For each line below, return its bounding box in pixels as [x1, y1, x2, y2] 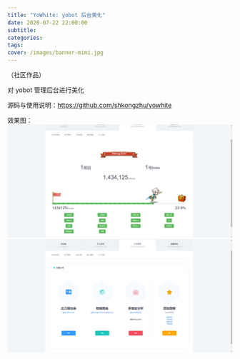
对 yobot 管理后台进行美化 [7, 86, 84, 94]
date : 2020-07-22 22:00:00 [7, 19, 88, 26]
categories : [7, 34, 43, 41]
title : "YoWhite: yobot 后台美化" [7, 11, 106, 19]
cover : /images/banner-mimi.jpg [7, 49, 104, 56]
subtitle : [7, 26, 37, 34]
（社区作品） [7, 71, 45, 79]
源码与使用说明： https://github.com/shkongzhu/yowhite [7, 101, 172, 109]
